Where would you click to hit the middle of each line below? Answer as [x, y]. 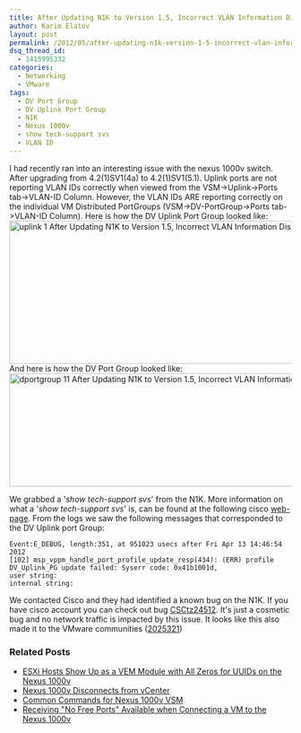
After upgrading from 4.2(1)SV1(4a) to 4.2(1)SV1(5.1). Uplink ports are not [143, 178]
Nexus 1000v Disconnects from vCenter [96, 691]
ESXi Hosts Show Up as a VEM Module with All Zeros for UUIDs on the [152, 672]
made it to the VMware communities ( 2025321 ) [96, 628]
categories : [31, 68]
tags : [19, 92]
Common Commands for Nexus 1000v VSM [103, 700]
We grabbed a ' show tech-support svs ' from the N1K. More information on [146, 499]
